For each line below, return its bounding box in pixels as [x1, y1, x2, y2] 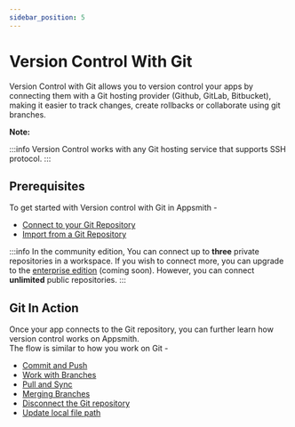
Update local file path [21, 407, 101, 418]
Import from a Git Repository [21, 229, 127, 240]
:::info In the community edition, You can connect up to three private [9, 246, 259, 257]
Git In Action [9, 300, 79, 316]
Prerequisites [9, 179, 85, 194]
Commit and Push [21, 360, 88, 371]
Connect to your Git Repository [21, 220, 136, 230]
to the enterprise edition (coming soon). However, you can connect [9, 265, 255, 276]
